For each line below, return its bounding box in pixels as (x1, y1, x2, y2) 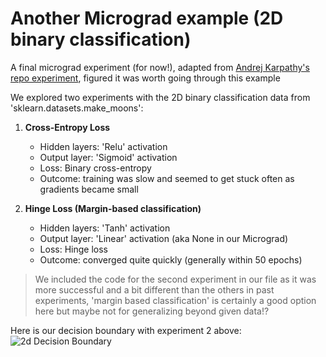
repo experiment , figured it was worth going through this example (10, 72, 281, 84)
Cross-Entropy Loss (24, 121, 111, 133)
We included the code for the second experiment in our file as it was (34, 273, 317, 285)
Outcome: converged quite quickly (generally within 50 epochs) (39, 253, 303, 266)
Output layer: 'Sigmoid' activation (39, 151, 178, 163)
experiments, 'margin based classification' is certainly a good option (34, 294, 317, 306)
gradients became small (39, 183, 139, 195)
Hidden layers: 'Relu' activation (39, 140, 168, 152)
